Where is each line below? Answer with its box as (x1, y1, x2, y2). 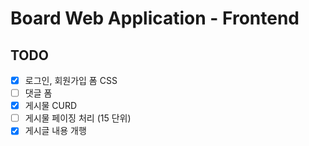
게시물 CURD (24, 100, 78, 112)
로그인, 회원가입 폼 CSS (24, 75, 118, 86)
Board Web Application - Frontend (10, 7, 300, 30)
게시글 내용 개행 (24, 125, 87, 137)
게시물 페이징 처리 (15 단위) (24, 112, 132, 124)
